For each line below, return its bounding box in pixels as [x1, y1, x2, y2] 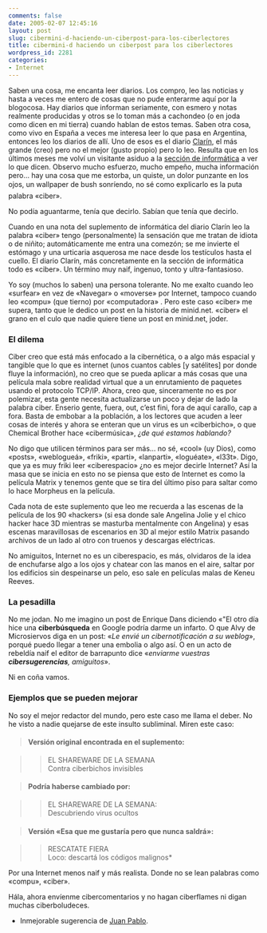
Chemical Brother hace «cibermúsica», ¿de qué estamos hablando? [8, 428, 231, 438]
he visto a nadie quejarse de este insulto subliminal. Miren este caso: [8, 719, 234, 729]
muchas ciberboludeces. [8, 900, 90, 911]
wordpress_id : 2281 [8, 49, 73, 57]
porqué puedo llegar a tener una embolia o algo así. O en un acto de [8, 640, 232, 649]
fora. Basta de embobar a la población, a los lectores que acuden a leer [8, 411, 243, 421]
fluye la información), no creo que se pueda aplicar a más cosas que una [8, 369, 248, 379]
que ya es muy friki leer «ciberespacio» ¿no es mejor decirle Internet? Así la [8, 461, 257, 470]
